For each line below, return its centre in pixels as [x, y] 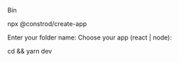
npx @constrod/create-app [47, 24]
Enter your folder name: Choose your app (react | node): [90, 37]
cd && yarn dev [30, 51]
